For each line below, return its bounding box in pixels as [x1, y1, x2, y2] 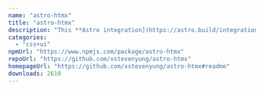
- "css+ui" [15, 41, 51, 49]
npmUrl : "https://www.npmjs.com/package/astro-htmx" [8, 48, 185, 56]
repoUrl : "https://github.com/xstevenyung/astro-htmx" [8, 56, 192, 63]
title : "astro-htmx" [8, 19, 76, 27]
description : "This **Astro [8, 26, 101, 34]
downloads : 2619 [8, 70, 61, 77]
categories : [8, 33, 47, 41]
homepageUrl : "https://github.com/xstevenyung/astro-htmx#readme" [8, 63, 230, 70]
